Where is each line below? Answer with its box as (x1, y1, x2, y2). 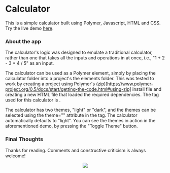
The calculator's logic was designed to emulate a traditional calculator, (5, 49, 153, 56)
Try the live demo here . (5, 25, 54, 31)
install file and (132, 86, 161, 92)
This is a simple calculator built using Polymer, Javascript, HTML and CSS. (5, 20, 161, 26)
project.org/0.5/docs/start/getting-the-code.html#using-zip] (5, 86, 131, 92)
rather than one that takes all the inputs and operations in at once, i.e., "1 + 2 (5, 55, 165, 61)
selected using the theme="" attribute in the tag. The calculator (5, 112, 138, 118)
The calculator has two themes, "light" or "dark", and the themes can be (5, 107, 156, 113)
